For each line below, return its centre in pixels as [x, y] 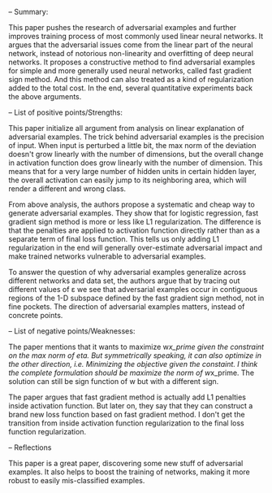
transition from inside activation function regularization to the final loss [127, 423]
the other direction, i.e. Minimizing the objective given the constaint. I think [133, 364]
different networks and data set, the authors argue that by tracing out [124, 281]
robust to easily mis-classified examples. [77, 480]
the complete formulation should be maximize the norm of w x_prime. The [131, 373]
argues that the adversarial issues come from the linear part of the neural [131, 45]
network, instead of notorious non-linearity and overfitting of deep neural [131, 53]
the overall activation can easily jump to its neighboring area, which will [127, 180]
